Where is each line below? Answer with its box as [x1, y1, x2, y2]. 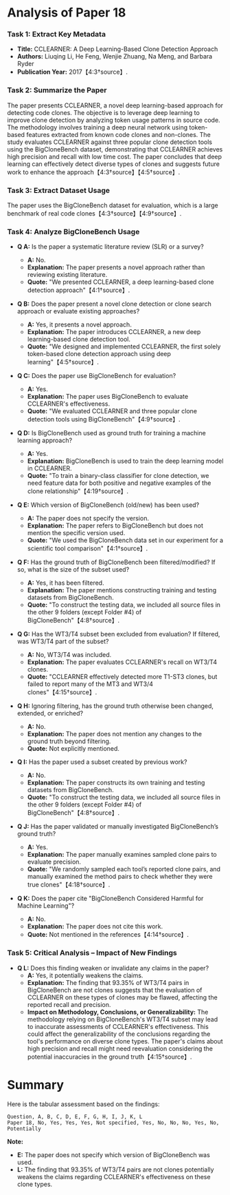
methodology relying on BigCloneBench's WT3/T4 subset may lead [27, 1015, 218, 1023]
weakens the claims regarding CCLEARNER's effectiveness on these [16, 1172, 211, 1181]
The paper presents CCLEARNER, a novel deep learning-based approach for [7, 101, 224, 110]
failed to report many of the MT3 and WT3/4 [27, 680, 153, 688]
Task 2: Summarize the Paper [7, 85, 107, 95]
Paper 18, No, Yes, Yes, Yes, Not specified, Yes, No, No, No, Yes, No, [7, 1119, 220, 1126]
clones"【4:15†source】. [27, 688, 97, 696]
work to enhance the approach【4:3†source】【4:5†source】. [7, 167, 181, 176]
